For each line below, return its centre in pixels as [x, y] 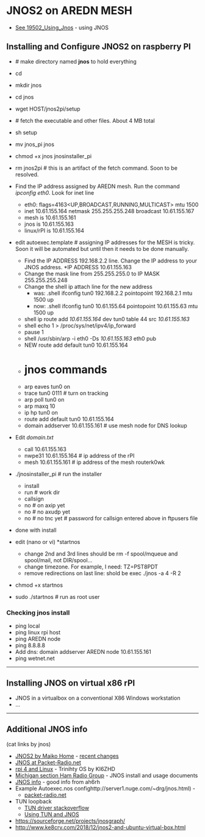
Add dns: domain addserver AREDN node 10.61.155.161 [83, 651]
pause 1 [34, 332]
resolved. [27, 174]
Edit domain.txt [34, 437]
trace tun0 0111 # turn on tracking [66, 393]
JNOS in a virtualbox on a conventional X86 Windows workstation [98, 698]
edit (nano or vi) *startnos [48, 542]
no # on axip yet [45, 505]
